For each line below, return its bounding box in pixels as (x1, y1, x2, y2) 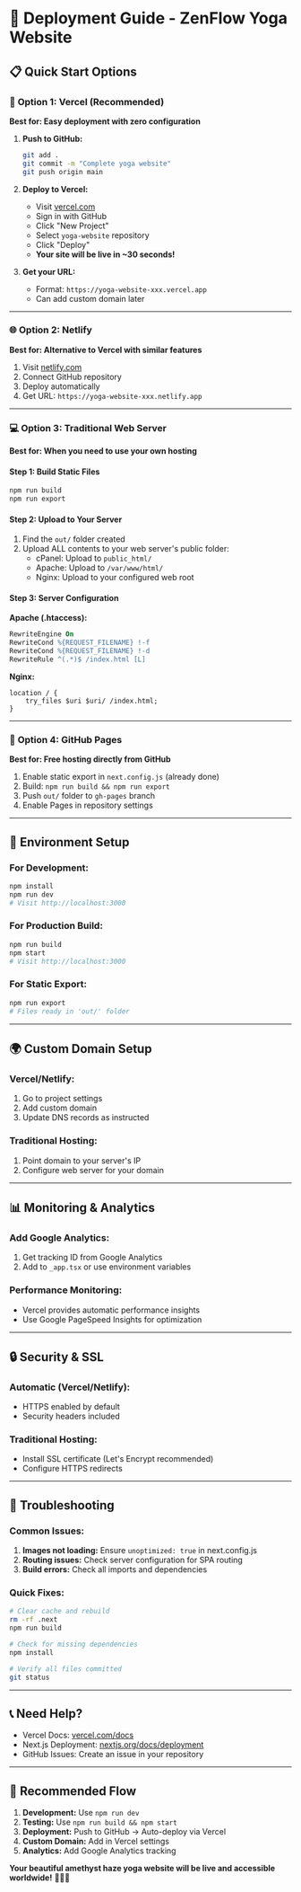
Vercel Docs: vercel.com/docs (21, 1729, 134, 1741)
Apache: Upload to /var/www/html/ (35, 562, 164, 573)
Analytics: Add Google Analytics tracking (21, 1845, 176, 1856)
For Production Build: (9, 920, 103, 933)
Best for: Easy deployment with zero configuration (9, 116, 202, 127)
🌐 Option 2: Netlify (9, 323, 92, 336)
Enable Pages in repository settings (21, 800, 154, 811)
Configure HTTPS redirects (21, 1463, 123, 1474)
